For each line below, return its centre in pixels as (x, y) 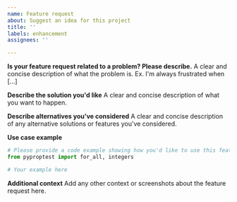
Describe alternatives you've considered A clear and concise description (115, 117)
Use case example (35, 138)
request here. (27, 191)
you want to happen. (37, 102)
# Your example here (38, 170)
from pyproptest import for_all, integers (71, 157)
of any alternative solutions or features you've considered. (92, 124)
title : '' (22, 27)
